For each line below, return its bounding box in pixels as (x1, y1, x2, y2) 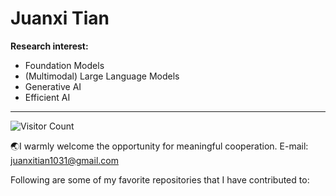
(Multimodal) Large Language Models (24, 70, 180, 82)
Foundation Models (24, 59, 105, 71)
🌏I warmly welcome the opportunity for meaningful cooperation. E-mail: (10, 140, 309, 152)
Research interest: (10, 40, 89, 52)
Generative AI (24, 80, 82, 92)
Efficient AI (24, 91, 71, 103)
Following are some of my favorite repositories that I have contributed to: (10, 173, 310, 186)
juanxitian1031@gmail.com (10, 154, 119, 166)
